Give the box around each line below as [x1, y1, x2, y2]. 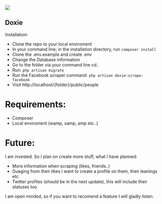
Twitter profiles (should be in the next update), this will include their [12, 179, 147, 184]
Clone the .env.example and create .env [12, 51, 92, 57]
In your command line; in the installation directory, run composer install [12, 46, 157, 52]
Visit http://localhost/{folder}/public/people [12, 82, 99, 88]
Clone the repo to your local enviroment [12, 41, 92, 47]
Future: [5, 137, 35, 148]
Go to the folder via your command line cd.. [12, 62, 99, 68]
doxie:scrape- [115, 73, 144, 78]
